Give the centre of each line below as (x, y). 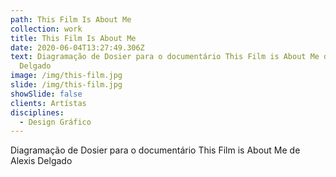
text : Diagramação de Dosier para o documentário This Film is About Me (165, 57)
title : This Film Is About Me (73, 38)
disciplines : (37, 112)
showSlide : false (46, 94)
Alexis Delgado (41, 161)
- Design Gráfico (55, 122)
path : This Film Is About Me (71, 19)
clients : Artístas (48, 103)
